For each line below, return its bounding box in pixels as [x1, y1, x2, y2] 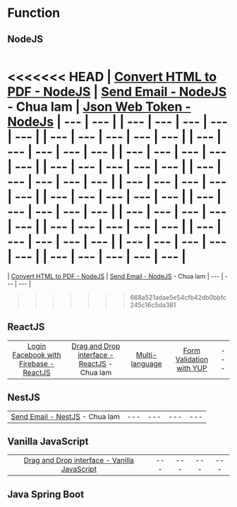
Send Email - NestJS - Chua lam [11, 411, 120, 421]
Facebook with [12, 350, 61, 360]
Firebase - [18, 358, 55, 368]
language [130, 358, 162, 368]
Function [7, 5, 61, 21]
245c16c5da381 [130, 300, 176, 309]
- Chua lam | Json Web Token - [7, 99, 192, 115]
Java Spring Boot [7, 488, 85, 500]
